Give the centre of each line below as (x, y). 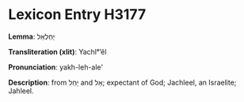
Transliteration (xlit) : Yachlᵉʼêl (57, 51)
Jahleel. (21, 91)
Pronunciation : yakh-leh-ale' (56, 67)
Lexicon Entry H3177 (77, 15)
